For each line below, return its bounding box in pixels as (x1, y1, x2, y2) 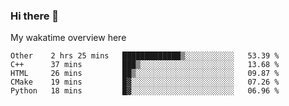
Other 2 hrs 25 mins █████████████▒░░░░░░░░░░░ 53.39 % (10, 51, 280, 61)
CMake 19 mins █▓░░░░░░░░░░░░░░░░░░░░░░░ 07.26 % (10, 77, 280, 88)
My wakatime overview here (10, 32, 127, 44)
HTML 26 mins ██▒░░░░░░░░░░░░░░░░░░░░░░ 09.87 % (10, 69, 280, 79)
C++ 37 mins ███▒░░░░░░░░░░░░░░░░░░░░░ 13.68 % (10, 60, 280, 70)
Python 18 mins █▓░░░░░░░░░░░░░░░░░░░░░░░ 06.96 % (10, 86, 280, 96)
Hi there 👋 (10, 9, 60, 23)
